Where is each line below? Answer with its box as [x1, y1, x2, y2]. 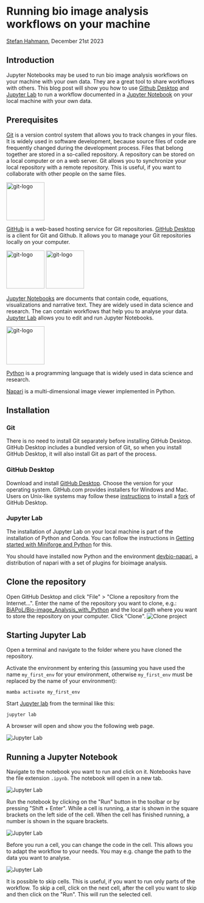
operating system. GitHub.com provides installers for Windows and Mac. [6, 486, 189, 493]
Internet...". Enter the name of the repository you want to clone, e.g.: [6, 599, 177, 607]
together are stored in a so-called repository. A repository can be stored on [6, 151, 195, 158]
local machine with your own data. [6, 97, 93, 104]
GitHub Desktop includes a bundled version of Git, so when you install [6, 444, 181, 451]
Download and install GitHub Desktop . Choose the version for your [6, 479, 174, 487]
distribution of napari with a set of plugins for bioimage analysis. [6, 559, 167, 566]
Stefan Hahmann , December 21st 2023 [6, 37, 104, 45]
